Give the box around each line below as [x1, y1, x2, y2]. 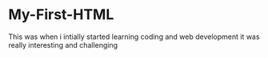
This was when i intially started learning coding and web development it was [8, 32, 260, 41]
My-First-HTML [8, 6, 114, 24]
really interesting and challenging [8, 40, 118, 49]
